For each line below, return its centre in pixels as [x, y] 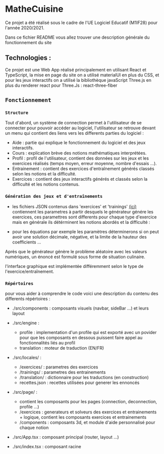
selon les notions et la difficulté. [44, 174]
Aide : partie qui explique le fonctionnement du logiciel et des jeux [79, 143]
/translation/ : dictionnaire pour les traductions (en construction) [84, 378]
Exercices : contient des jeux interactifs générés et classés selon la [80, 179]
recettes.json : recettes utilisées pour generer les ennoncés [79, 382]
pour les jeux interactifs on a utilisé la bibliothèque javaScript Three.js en [78, 80]
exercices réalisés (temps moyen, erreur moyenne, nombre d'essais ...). [84, 164]
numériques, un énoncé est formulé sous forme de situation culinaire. [75, 257]
